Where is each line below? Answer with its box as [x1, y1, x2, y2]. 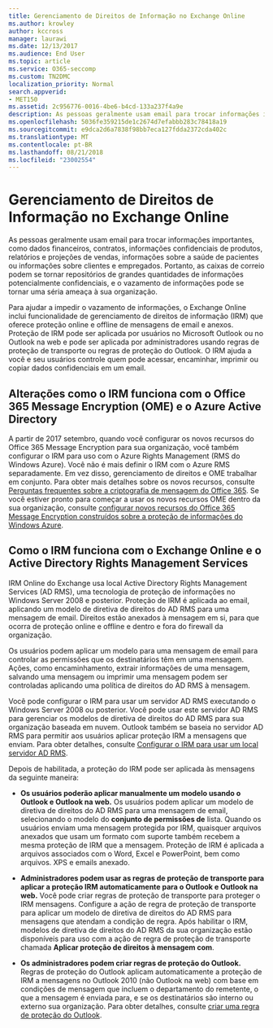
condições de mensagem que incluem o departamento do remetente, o [19, 984, 259, 994]
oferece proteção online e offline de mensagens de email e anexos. [8, 320, 234, 330]
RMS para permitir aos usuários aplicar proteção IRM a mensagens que [8, 730, 247, 741]
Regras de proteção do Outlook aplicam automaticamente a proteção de [19, 966, 262, 977]
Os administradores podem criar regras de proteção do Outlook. [19, 958, 241, 968]
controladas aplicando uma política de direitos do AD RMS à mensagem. [8, 680, 250, 690]
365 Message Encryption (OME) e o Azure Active [8, 400, 262, 413]
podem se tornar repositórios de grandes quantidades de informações [8, 269, 244, 279]
